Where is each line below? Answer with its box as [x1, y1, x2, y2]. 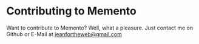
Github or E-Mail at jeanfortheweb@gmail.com [6, 30, 123, 37]
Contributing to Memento [6, 4, 137, 18]
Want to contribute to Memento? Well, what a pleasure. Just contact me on [6, 24, 193, 31]
